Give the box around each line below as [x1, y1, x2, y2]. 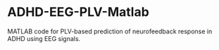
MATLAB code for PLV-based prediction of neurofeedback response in [7, 27, 213, 35]
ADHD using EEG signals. [7, 34, 81, 42]
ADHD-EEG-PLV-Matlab [7, 4, 149, 20]
